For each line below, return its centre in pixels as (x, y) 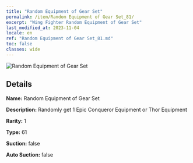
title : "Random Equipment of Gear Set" (55, 11)
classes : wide (23, 49)
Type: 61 (17, 132)
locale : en (19, 33)
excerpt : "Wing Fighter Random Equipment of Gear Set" (74, 22)
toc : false (19, 44)
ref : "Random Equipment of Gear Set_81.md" (60, 38)
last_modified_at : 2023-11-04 (43, 28)
